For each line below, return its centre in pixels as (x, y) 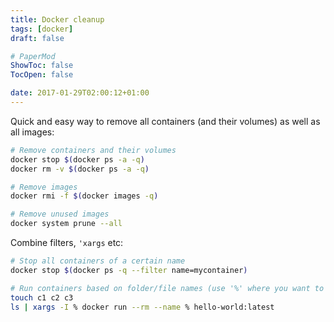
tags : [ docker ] (42, 29)
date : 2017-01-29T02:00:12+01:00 (80, 93)
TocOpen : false (42, 75)
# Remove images (44, 187)
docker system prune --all (66, 224)
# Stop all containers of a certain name (98, 261)
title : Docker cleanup (57, 19)
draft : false (37, 38)
